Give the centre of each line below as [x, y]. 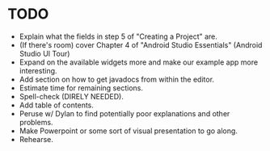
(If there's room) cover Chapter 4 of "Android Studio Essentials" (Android [141, 44]
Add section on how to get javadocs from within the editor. [117, 79]
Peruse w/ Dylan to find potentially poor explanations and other [124, 113]
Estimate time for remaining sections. [81, 88]
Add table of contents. [57, 105]
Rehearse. [36, 139]
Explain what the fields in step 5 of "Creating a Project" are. [118, 36]
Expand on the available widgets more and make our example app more [139, 62]
